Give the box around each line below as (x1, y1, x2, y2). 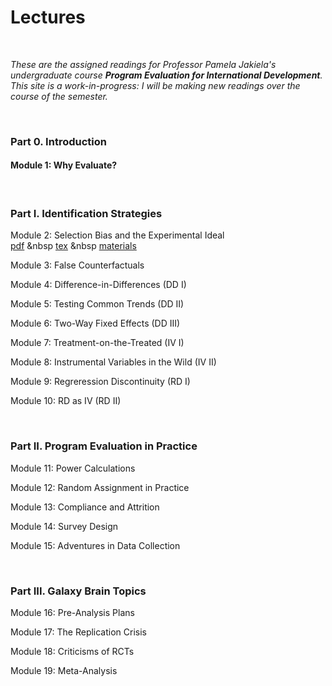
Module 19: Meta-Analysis (10, 664, 118, 676)
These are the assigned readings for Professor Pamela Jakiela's (10, 58, 277, 70)
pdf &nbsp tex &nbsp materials (10, 240, 137, 252)
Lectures (10, 6, 86, 29)
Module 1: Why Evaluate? (10, 159, 118, 171)
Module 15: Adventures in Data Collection (10, 539, 181, 551)
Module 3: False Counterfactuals (10, 259, 145, 271)
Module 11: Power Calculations (10, 462, 136, 474)
